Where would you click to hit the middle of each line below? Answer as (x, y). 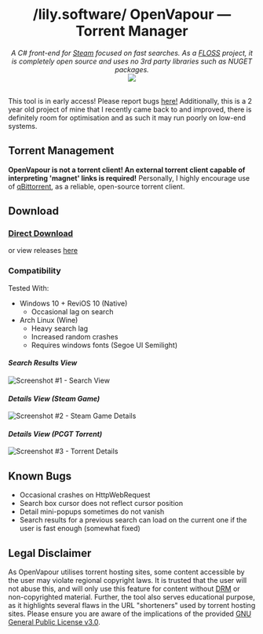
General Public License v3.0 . (54, 621)
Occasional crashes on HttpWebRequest (85, 495)
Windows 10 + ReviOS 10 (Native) (73, 303)
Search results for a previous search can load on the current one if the (133, 520)
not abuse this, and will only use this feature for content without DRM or (124, 588)
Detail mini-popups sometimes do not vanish (92, 511)
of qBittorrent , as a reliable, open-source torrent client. (97, 186)
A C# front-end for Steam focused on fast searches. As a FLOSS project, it (132, 53)
